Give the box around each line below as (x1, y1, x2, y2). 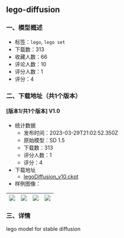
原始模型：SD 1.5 (23, 137, 65, 144)
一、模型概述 (6, 24, 43, 32)
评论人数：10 (14, 61, 47, 68)
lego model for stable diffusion (6, 226, 81, 233)
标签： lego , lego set (14, 38, 66, 45)
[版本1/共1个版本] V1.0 (6, 107, 60, 115)
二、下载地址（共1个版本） (6, 91, 81, 100)
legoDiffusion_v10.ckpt (23, 173, 79, 180)
